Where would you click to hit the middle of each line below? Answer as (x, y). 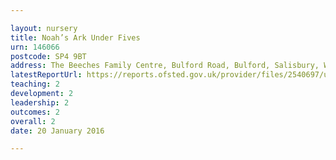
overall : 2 (33, 121)
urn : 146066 (35, 47)
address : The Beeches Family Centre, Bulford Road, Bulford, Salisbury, (165, 66)
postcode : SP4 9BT (48, 56)
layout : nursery (44, 28)
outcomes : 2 (35, 112)
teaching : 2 (35, 84)
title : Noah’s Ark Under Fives (75, 37)
